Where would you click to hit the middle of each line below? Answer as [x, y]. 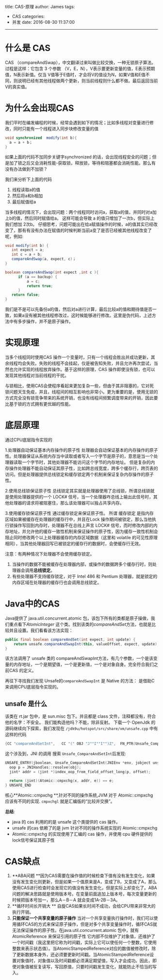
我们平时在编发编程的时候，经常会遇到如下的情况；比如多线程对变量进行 [77, 122]
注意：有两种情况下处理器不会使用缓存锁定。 [50, 554]
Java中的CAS [32, 604]
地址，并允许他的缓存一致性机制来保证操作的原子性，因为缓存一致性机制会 [83, 531]
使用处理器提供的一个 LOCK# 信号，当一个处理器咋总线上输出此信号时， [81, 497]
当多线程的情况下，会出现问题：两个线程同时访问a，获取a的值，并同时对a [79, 212]
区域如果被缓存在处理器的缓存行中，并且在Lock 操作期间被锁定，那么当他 [78, 519]
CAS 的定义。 [23, 671]
